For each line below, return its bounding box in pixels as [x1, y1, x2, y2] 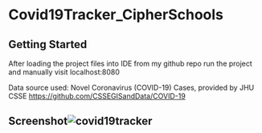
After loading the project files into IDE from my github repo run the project [8, 58, 253, 68]
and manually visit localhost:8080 [8, 67, 121, 77]
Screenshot [8, 115, 68, 128]
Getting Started [8, 38, 88, 51]
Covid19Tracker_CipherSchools [8, 6, 223, 24]
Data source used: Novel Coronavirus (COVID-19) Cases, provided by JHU [8, 83, 255, 92]
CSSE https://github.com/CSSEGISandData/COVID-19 [8, 91, 186, 101]
